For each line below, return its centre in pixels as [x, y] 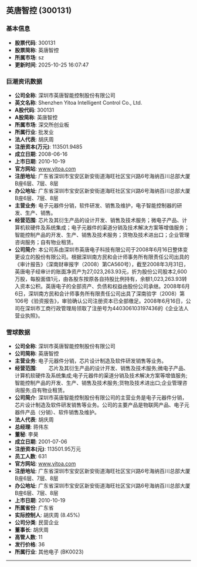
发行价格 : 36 [30, 545]
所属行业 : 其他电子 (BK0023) [49, 552]
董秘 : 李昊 [26, 434]
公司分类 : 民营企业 [37, 522]
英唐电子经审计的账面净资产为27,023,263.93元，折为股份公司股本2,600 [101, 271]
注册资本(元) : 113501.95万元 [48, 449]
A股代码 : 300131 [34, 110]
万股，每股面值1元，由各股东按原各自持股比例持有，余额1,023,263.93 [98, 279]
